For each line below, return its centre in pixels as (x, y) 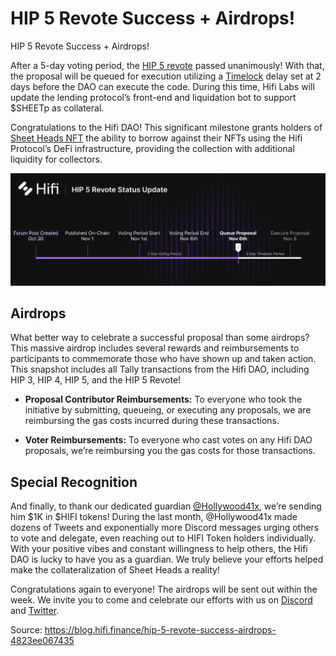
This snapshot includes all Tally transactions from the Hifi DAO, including (160, 369)
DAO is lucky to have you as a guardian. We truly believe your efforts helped (167, 559)
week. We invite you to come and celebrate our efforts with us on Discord (161, 600)
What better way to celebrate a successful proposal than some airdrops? (160, 338)
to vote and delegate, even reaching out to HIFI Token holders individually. (163, 538)
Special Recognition (74, 482)
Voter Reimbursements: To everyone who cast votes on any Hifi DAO (168, 440)
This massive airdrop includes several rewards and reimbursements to (155, 348)
